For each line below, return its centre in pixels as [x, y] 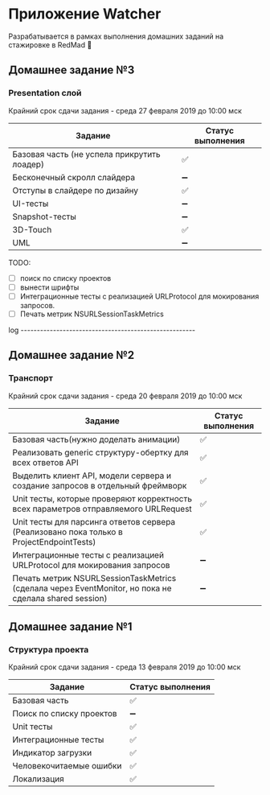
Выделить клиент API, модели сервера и [92, 476]
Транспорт [31, 378]
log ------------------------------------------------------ [102, 330]
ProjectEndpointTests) [54, 542]
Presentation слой [45, 93]
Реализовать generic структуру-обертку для [100, 452]
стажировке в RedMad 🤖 [50, 44]
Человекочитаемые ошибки [67, 766]
